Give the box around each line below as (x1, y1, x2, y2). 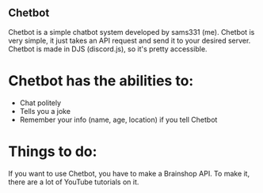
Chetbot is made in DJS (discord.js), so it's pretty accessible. (8, 44, 208, 54)
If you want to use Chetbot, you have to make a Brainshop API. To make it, (8, 168, 250, 178)
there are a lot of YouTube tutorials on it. (8, 177, 139, 187)
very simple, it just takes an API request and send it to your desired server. (8, 36, 251, 45)
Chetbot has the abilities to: (8, 72, 194, 89)
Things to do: (8, 142, 97, 161)
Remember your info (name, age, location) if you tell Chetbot (19, 115, 218, 124)
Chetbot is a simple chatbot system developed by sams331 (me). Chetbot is (8, 27, 255, 36)
